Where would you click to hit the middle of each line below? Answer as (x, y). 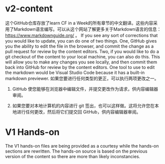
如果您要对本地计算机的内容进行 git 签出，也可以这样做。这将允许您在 (83, 106)
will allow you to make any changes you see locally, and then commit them (81, 62)
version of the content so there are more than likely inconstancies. (73, 156)
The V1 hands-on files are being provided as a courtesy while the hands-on (82, 146)
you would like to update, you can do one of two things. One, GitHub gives (81, 41)
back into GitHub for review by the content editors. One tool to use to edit (80, 67)
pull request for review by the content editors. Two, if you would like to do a (82, 51)
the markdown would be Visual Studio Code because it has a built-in (75, 72)
